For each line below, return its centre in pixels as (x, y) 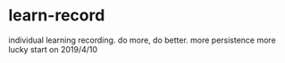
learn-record (57, 16)
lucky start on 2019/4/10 (53, 49)
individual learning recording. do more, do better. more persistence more (142, 40)
